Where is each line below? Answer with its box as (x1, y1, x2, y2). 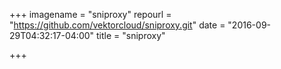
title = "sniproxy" (96, 30, 166, 41)
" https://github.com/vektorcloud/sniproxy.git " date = (9, 19, 226, 31)
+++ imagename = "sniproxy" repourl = (9, 9, 172, 20)
